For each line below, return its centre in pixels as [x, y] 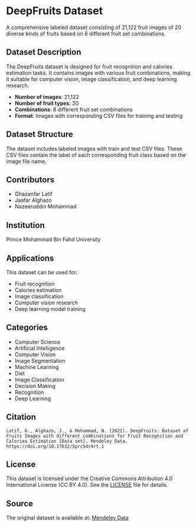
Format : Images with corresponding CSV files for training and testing [99, 115]
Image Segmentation [40, 361]
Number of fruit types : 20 [47, 103]
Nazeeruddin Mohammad [45, 207]
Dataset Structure [40, 134]
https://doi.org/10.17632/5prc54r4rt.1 [55, 446]
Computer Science [37, 342]
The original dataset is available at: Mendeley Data [67, 518]
